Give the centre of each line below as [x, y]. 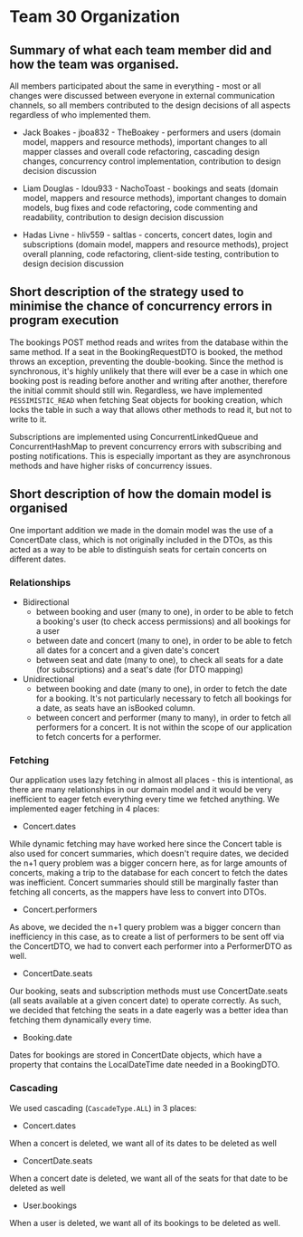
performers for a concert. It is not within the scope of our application [164, 727]
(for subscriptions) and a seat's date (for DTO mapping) [140, 669]
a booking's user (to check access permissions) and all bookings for [163, 621]
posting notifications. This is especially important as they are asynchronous [150, 455]
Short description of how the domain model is [141, 494]
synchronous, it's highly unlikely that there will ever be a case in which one [149, 371]
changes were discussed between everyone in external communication [142, 96]
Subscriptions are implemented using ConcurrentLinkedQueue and [134, 436]
